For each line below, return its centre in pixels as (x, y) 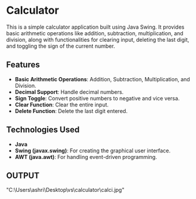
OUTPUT (23, 175)
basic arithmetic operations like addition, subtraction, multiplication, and (95, 33)
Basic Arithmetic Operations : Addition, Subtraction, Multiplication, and (102, 79)
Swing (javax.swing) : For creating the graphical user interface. (93, 151)
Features (23, 65)
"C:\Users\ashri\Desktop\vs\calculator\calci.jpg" (65, 190)
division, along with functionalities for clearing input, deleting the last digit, (98, 39)
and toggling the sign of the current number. (61, 46)
